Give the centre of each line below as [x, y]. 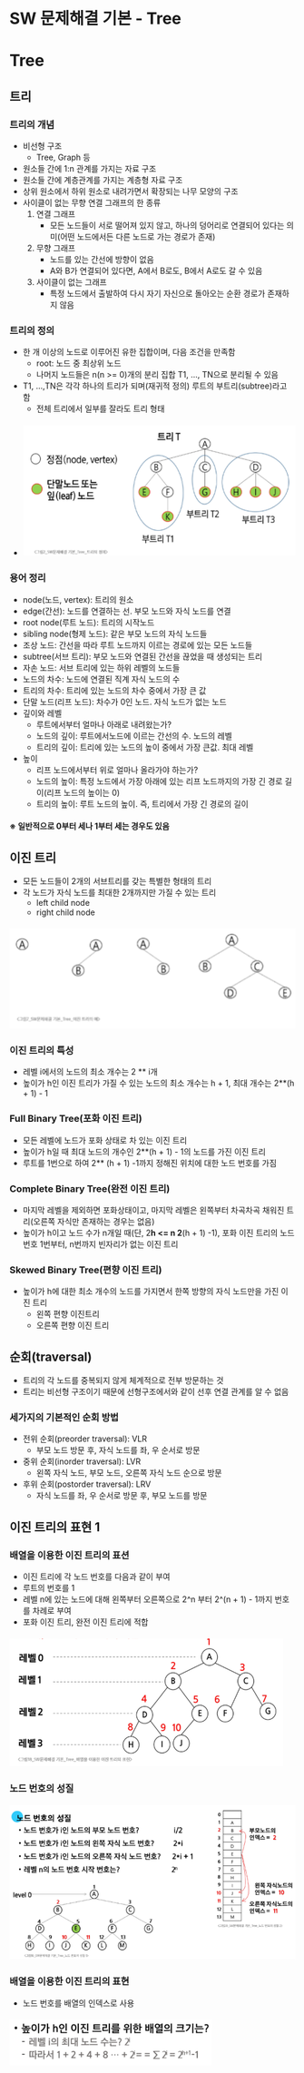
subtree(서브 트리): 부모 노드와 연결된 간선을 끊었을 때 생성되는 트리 [142, 656]
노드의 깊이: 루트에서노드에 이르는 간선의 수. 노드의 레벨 [134, 735]
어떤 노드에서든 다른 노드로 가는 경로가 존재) [138, 237]
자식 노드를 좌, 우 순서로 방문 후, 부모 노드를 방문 [122, 1496]
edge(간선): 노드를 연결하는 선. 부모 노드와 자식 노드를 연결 [127, 611]
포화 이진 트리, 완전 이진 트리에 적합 [85, 1622]
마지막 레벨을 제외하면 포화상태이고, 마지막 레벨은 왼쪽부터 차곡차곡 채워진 [153, 1210]
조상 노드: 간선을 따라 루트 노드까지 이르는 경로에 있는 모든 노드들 [137, 644]
